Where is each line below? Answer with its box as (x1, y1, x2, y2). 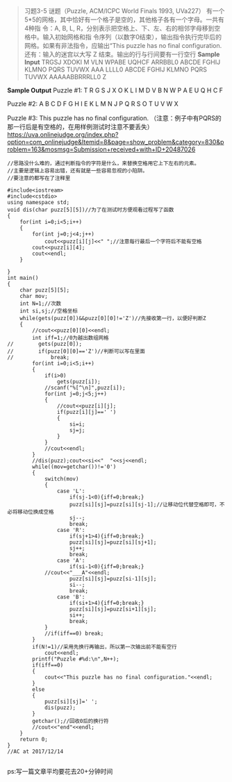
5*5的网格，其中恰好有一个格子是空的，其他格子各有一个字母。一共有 (24, 15, 224, 24)
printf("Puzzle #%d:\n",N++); (32, 656, 119, 663)
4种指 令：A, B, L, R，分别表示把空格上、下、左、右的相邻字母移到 (24, 24, 215, 32)
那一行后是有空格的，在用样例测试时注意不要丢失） (7, 123, 154, 131)
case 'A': (56, 557, 85, 564)
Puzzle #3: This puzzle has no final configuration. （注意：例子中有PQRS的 (7, 114, 222, 122)
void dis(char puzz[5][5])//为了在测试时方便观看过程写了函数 (7, 206, 174, 213)
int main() (7, 274, 39, 281)
